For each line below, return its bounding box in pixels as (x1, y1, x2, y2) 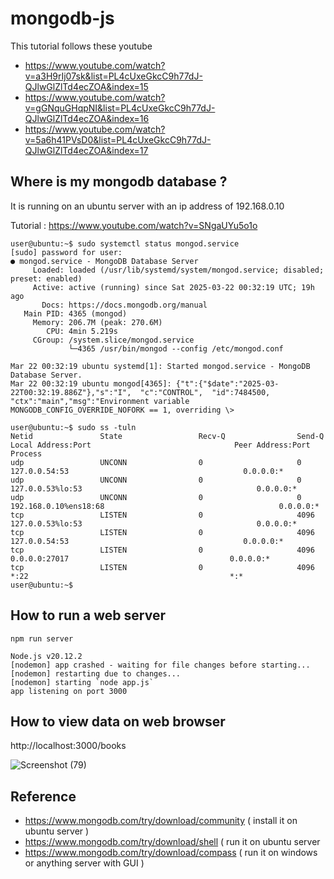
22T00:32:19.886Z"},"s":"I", (10, 387, 132, 397)
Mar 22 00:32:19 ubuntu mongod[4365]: (10, 378, 172, 389)
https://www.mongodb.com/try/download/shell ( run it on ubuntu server (24, 836, 321, 848)
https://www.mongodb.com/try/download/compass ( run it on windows (24, 847, 318, 859)
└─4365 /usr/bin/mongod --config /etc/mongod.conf (68, 343, 284, 354)
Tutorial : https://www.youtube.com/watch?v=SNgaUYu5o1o (10, 219, 258, 231)
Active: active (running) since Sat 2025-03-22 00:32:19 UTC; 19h (32, 282, 315, 292)
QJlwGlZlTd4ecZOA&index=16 (24, 112, 150, 124)
